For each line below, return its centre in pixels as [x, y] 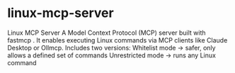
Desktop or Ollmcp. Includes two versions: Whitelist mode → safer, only [111, 47]
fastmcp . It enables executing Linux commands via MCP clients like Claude [117, 40]
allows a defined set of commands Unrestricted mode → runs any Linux [111, 55]
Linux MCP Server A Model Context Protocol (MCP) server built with [107, 33]
